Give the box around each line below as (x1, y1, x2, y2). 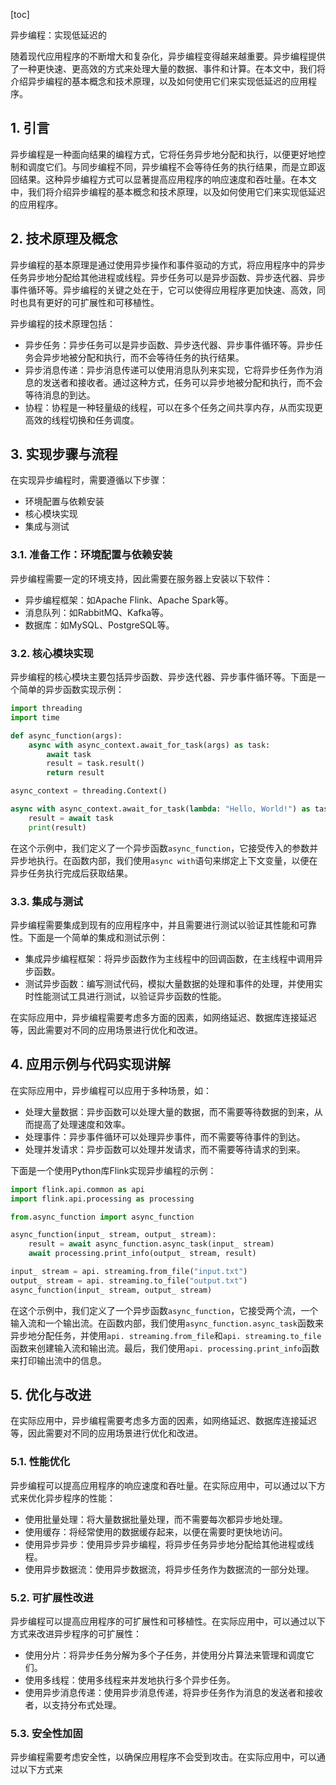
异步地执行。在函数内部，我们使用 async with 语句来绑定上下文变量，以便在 (10, 854, 318, 866)
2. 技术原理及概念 (10, 230, 118, 248)
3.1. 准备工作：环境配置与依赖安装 (10, 548, 173, 562)
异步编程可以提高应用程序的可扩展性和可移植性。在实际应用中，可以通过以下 (10, 1615, 326, 1628)
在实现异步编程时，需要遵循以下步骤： (10, 474, 168, 486)
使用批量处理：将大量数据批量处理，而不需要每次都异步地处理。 (24, 1513, 288, 1525)
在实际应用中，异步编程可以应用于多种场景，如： (10, 1084, 212, 1096)
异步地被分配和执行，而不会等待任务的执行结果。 (42, 351, 245, 363)
